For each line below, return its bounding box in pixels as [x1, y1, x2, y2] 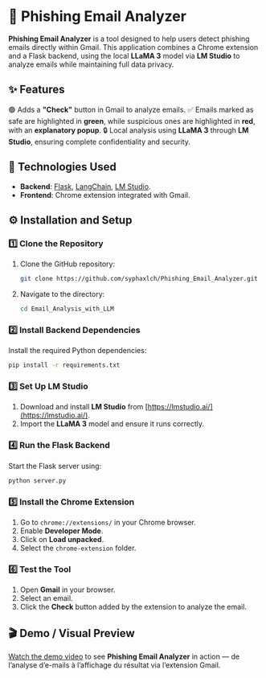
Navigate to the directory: [19, 290, 105, 299]
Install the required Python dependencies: [8, 346, 147, 355]
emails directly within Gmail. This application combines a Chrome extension [8, 42, 259, 51]
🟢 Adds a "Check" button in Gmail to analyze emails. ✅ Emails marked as [8, 105, 254, 114]
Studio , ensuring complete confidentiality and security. [8, 137, 191, 146]
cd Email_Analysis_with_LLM [19, 305, 114, 313]
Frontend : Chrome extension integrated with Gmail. [19, 190, 190, 199]
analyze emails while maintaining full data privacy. [8, 60, 174, 69]
